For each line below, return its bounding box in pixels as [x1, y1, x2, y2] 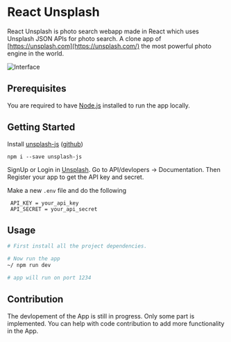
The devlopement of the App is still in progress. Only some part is [7, 311, 195, 320]
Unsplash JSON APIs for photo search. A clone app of [7, 34, 162, 42]
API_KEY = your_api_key [10, 199, 79, 207]
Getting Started [7, 121, 76, 133]
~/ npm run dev [7, 262, 51, 269]
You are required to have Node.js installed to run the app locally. [7, 101, 191, 110]
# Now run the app [7, 255, 60, 262]
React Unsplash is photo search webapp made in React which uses [7, 27, 199, 35]
